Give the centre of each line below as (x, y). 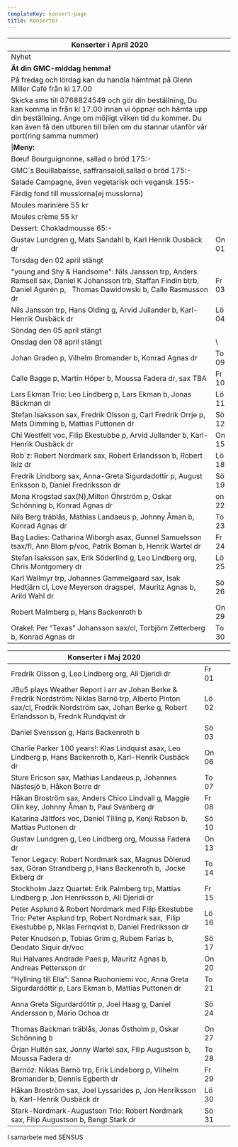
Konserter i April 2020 (110, 45)
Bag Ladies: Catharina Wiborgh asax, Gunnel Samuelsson (106, 537)
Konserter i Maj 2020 (104, 657)
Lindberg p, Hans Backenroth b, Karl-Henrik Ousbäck (100, 757)
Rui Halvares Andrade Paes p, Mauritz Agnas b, (90, 959)
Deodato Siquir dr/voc (47, 947)
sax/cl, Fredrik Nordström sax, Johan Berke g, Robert (99, 707)
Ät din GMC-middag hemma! (61, 68)
